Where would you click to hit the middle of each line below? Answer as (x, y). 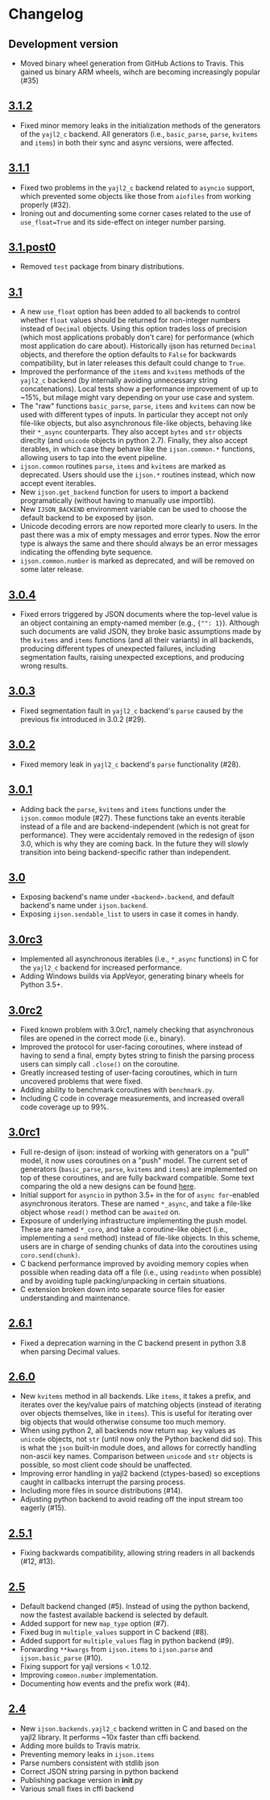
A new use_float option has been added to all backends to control (130, 311)
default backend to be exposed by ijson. (87, 518)
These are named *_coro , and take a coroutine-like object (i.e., (124, 1229)
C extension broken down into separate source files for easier (123, 1289)
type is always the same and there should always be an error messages (139, 543)
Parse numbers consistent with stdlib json (89, 1763)
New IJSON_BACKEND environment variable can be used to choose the (133, 509)
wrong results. (44, 666)
